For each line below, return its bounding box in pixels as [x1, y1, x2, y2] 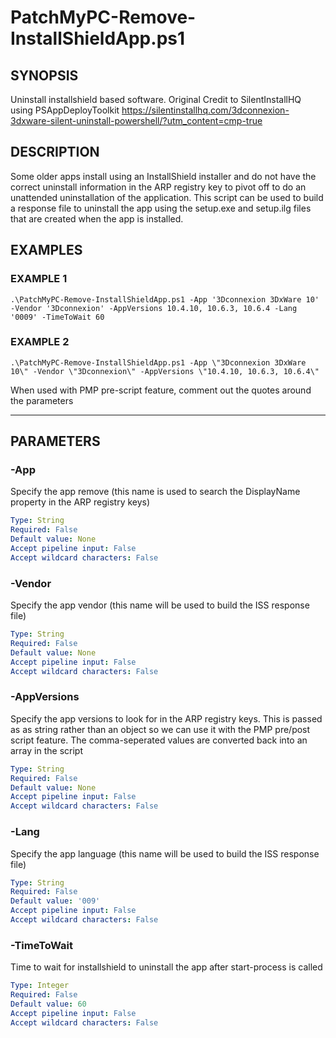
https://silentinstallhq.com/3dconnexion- [121, 104, 290, 116]
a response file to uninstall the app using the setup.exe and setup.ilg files [10, 202, 312, 214]
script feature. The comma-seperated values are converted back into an [10, 734, 308, 746]
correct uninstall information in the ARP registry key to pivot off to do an [10, 181, 307, 193]
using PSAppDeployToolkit [10, 104, 120, 116]
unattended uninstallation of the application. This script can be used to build [10, 191, 324, 203]
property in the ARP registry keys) [10, 496, 151, 508]
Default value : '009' [10, 896, 101, 906]
